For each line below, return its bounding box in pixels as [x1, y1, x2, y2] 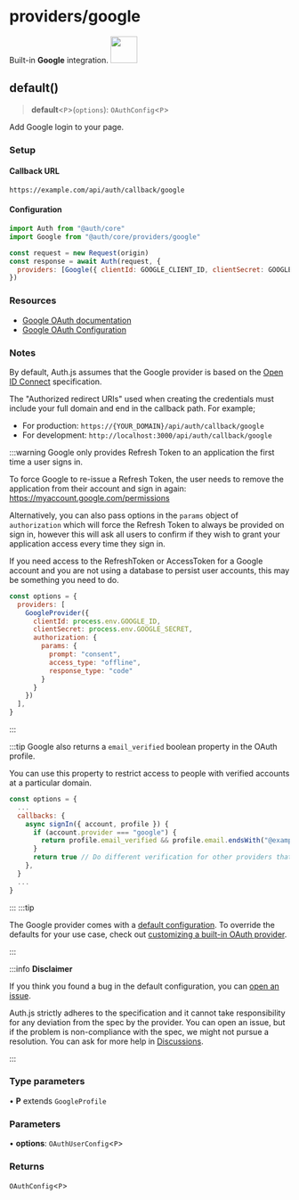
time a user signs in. [9, 456, 83, 467]
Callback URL [9, 166, 61, 177]
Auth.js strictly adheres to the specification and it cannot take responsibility [9, 1007, 287, 1018]
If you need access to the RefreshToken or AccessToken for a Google [9, 555, 263, 566]
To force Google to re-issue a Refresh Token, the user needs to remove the [9, 473, 285, 484]
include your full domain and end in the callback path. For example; [9, 403, 256, 414]
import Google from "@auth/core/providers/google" [9, 232, 201, 242]
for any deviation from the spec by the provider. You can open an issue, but [9, 1016, 286, 1027]
